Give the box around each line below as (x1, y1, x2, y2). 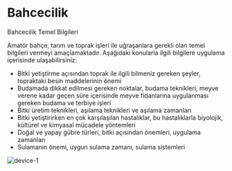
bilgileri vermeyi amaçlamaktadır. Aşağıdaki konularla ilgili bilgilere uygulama (7, 48, 225, 57)
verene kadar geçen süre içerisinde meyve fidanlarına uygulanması (17, 91, 209, 100)
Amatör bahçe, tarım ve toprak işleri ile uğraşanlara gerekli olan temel (7, 41, 206, 49)
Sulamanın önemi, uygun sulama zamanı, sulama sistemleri (17, 143, 186, 151)
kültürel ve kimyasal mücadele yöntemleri (17, 120, 136, 129)
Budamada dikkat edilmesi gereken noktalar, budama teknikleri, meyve (17, 84, 219, 92)
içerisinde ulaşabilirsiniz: (7, 55, 78, 64)
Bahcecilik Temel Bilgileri (7, 28, 78, 36)
